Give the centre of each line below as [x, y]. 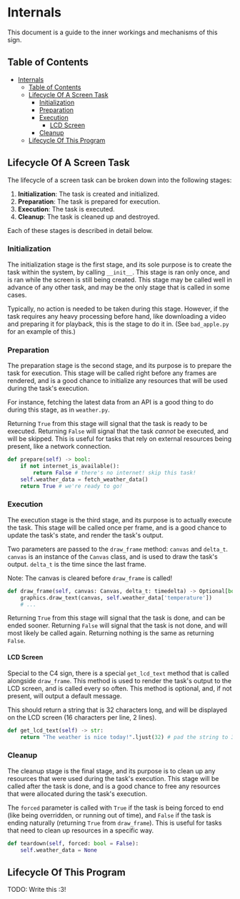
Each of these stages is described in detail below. [80, 230]
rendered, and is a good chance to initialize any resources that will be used [117, 381]
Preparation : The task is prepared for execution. [89, 202]
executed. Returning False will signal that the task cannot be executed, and [118, 431]
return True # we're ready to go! [71, 486]
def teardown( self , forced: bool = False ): [73, 843]
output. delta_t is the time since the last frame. [77, 564]
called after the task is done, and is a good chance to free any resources [114, 786]
